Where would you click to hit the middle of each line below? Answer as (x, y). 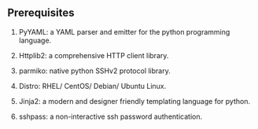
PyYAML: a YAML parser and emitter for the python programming (124, 31)
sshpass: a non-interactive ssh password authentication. (110, 116)
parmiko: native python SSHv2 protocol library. (94, 71)
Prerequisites (41, 13)
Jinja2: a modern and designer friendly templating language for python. (135, 101)
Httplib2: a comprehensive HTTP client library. (94, 55)
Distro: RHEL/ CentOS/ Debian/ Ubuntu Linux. (92, 86)
